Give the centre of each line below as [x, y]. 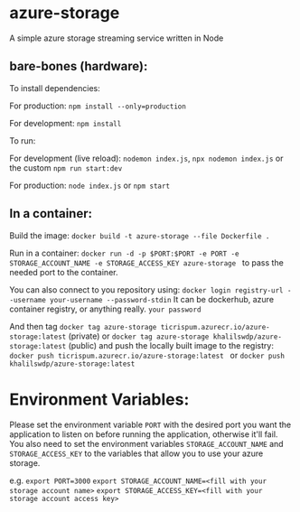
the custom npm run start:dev [66, 168]
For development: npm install [66, 123]
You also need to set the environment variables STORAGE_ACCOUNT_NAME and [146, 443]
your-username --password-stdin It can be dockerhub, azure [161, 299]
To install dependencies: [55, 88]
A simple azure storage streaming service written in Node [117, 38]
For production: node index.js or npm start [89, 185]
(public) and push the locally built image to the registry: [171, 345]
